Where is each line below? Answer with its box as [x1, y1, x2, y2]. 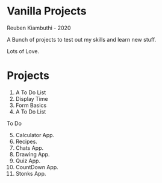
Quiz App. [15, 157, 41, 164]
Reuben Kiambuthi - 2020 [7, 24, 71, 31]
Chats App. [15, 144, 44, 152]
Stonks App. [15, 170, 46, 177]
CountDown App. [15, 163, 59, 170]
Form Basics [15, 101, 47, 109]
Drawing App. [15, 150, 50, 158]
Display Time [15, 95, 48, 102]
